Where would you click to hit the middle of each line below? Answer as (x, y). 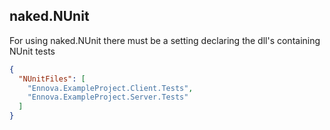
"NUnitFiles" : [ (52, 79)
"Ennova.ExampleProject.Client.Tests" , (110, 88)
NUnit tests (32, 51)
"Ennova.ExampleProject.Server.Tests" (108, 97)
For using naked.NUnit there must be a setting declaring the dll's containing (165, 40)
